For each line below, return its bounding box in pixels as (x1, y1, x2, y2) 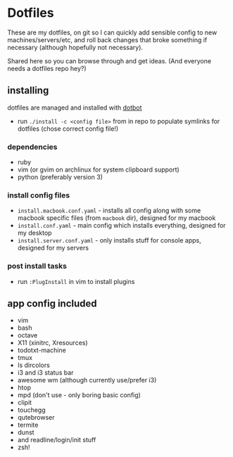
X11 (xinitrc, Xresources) (17, 339, 88, 347)
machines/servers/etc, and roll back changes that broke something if (7, 35, 208, 44)
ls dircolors (17, 361, 51, 370)
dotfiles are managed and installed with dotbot (7, 103, 142, 112)
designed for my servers (17, 244, 89, 252)
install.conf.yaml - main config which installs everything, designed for (17, 221, 227, 230)
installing (7, 84, 49, 96)
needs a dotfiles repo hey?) (7, 64, 87, 72)
